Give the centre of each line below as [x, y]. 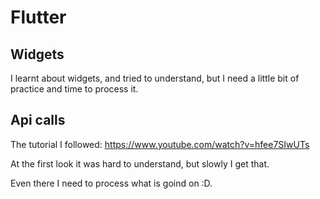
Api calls [38, 120]
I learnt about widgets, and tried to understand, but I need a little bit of [155, 78]
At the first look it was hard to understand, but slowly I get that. [140, 163]
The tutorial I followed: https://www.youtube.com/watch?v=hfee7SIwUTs [160, 144]
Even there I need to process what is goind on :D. [111, 183]
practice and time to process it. [74, 89]
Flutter [38, 17]
